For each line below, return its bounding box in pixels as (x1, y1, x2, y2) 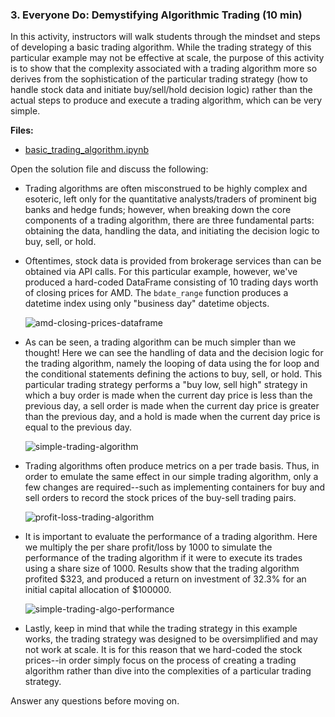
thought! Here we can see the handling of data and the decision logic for (24, 347, 324, 359)
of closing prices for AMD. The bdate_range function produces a (24, 287, 289, 299)
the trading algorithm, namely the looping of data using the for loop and (24, 358, 320, 370)
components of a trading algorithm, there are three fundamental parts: (24, 214, 315, 227)
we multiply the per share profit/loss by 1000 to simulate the (24, 541, 273, 553)
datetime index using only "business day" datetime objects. (24, 298, 270, 310)
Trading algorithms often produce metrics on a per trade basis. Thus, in (24, 460, 320, 472)
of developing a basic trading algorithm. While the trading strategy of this (10, 41, 312, 53)
